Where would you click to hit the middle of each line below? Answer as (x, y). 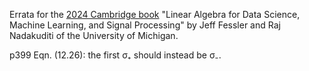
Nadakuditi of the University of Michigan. (94, 35)
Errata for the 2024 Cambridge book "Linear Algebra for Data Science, (155, 14)
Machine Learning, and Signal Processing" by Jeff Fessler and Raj (145, 25)
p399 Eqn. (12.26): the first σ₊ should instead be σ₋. (115, 55)
